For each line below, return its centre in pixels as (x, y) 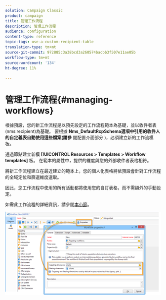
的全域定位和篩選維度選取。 (33, 177)
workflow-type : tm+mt (27, 58)
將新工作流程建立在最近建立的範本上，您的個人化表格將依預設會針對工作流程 (83, 171)
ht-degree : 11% (21, 68)
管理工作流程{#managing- (59, 100)
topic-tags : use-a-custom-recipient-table (49, 42)
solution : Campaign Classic (34, 10)
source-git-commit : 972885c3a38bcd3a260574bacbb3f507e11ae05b (70, 52)
